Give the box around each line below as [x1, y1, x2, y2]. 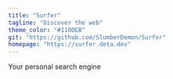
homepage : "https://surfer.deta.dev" [8, 41, 132, 48]
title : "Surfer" [8, 11, 61, 20]
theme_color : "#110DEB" [8, 26, 86, 34]
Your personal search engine [8, 62, 102, 71]
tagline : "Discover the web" [8, 19, 103, 27]
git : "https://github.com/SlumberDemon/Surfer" [8, 33, 167, 41]
